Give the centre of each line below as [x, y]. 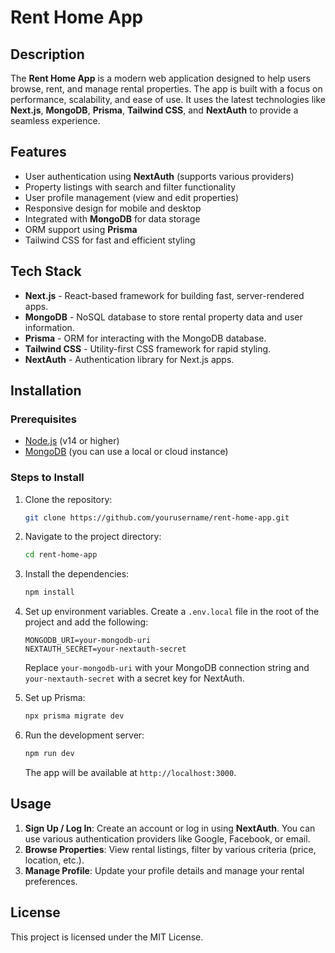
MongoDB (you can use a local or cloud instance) [126, 452]
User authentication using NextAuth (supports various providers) [159, 176]
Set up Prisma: [55, 698]
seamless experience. [55, 120]
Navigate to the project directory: [93, 537]
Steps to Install [47, 478]
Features [38, 152]
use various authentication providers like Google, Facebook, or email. [167, 838]
